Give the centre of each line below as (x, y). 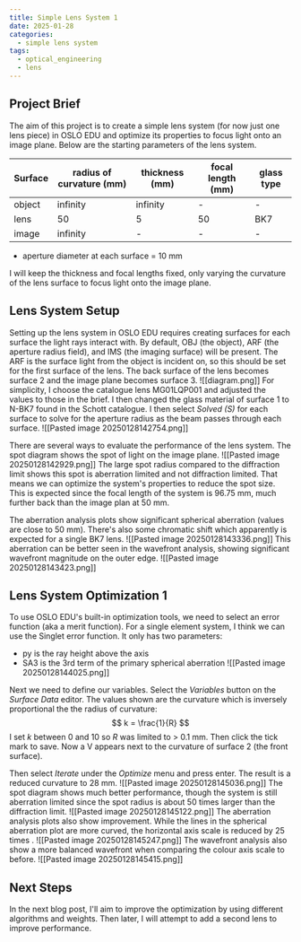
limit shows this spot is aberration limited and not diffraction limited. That (143, 474)
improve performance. (51, 929)
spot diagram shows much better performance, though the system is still (143, 793)
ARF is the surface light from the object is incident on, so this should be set (148, 361)
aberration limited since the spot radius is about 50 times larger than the (142, 802)
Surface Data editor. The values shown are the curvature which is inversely (148, 700)
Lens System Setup (64, 311)
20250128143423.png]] (53, 567)
